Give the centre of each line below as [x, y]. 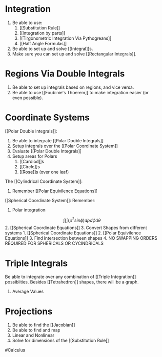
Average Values [28, 292]
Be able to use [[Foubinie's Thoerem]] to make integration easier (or [80, 92]
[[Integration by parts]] [42, 33]
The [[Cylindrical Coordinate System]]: [44, 181]
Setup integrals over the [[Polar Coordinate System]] [65, 146]
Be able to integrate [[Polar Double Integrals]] [58, 140]
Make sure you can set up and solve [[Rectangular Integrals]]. [74, 54]
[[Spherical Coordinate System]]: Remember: [51, 200]
